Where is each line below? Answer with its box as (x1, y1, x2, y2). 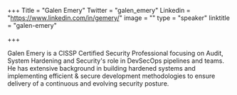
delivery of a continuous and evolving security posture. (7, 79, 169, 88)
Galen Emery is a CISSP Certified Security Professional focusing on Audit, (7, 49, 223, 57)
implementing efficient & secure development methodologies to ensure (7, 71, 216, 80)
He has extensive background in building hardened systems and (7, 64, 196, 72)
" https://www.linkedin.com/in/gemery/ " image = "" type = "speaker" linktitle (7, 14, 230, 22)
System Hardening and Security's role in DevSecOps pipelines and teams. (7, 56, 224, 65)
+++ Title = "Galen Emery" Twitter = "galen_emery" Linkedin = (7, 6, 191, 14)
